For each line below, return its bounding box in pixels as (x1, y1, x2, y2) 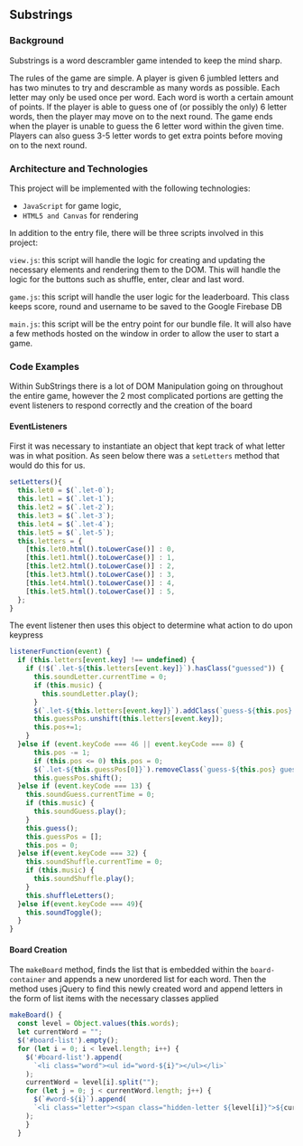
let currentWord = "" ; (17, 1028, 103, 1037)
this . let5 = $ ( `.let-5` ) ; (17, 528, 115, 537)
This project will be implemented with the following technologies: (9, 183, 251, 194)
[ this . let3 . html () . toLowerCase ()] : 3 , (25, 570, 176, 580)
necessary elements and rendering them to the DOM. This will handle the (9, 264, 281, 275)
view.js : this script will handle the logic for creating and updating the (9, 254, 266, 265)
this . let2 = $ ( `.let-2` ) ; (17, 503, 115, 512)
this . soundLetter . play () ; (41, 689, 140, 698)
